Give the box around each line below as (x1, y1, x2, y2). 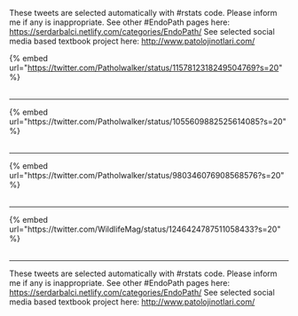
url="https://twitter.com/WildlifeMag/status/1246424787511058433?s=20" (9, 224, 281, 234)
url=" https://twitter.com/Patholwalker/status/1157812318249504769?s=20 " (9, 62, 283, 73)
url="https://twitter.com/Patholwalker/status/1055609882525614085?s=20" (9, 116, 286, 127)
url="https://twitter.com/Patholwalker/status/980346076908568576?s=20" (9, 170, 285, 180)
